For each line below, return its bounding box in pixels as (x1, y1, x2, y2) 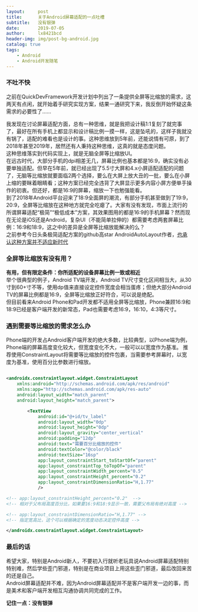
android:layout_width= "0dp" (37, 419, 107, 425)
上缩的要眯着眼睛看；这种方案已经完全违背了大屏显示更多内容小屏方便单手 (6, 179, 187, 186)
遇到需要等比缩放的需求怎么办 (6, 322, 91, 330)
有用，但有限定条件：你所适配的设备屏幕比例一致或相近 (6, 269, 140, 276)
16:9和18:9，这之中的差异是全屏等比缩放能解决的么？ (16, 223, 146, 231)
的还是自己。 (6, 572, 37, 579)
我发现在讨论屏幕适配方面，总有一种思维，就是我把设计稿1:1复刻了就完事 (6, 120, 183, 127)
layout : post (6, 8, 49, 15)
